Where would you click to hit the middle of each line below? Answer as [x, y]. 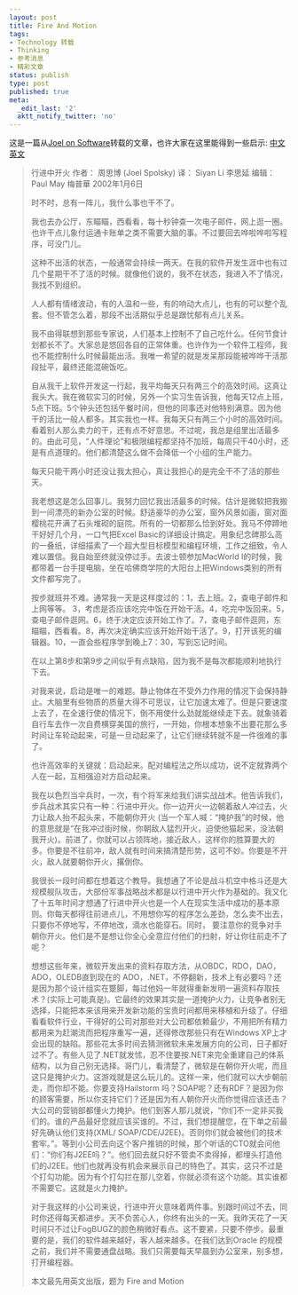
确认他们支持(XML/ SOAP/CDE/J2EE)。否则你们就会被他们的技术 [165, 1133]
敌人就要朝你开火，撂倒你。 [97, 862]
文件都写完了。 [58, 579]
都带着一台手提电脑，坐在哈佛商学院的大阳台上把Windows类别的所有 [157, 568]
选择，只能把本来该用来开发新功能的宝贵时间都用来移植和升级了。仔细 [159, 1011]
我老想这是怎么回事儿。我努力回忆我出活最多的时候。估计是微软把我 [155, 501]
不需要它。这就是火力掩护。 [82, 1188]
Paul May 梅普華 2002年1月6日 [87, 184]
